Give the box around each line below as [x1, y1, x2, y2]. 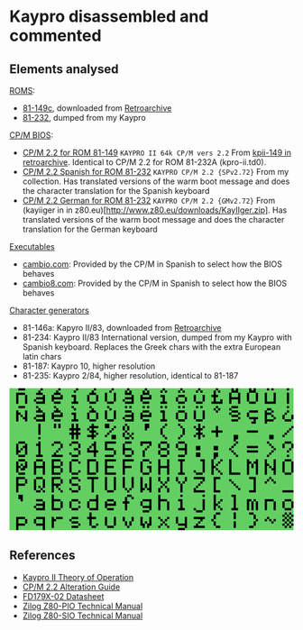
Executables [9, 242, 56, 251]
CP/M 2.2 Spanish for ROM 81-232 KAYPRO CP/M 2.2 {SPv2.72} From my [22, 167, 289, 177]
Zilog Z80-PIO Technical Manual [22, 600, 143, 611]
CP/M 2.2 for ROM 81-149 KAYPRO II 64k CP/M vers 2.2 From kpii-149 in [22, 147, 291, 158]
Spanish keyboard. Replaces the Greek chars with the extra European [22, 342, 281, 352]
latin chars [22, 352, 62, 361]
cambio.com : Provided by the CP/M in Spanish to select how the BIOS [22, 259, 282, 269]
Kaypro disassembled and [9, 6, 209, 27]
